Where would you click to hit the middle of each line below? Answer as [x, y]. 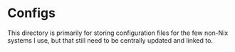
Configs [31, 13]
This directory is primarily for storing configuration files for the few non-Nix [118, 33]
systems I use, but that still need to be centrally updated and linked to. [110, 40]
